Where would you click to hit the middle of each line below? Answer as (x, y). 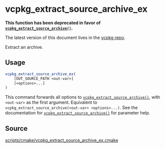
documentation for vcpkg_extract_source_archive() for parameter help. (78, 113)
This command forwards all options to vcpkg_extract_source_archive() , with (83, 97)
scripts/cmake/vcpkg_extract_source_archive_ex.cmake (62, 140)
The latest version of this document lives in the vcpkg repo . (65, 37)
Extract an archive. (24, 47)
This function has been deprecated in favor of (53, 23)
